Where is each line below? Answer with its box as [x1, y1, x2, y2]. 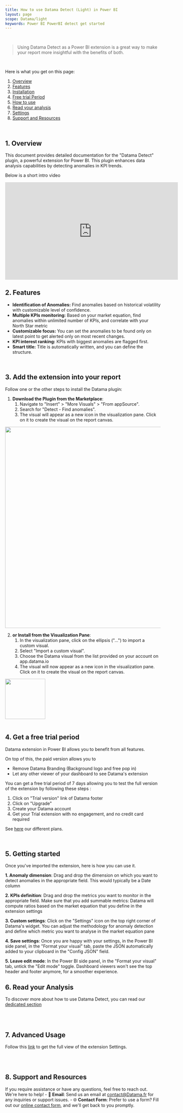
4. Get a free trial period [5, 733, 80, 742]
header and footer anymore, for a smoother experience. [5, 969, 118, 975]
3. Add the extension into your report [5, 373, 121, 381]
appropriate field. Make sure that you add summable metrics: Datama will [5, 898, 154, 904]
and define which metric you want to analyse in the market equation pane [5, 928, 154, 934]
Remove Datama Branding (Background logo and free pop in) [12, 765, 137, 771]
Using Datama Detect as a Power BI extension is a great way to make [17, 44, 158, 50]
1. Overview [5, 139, 42, 148]
